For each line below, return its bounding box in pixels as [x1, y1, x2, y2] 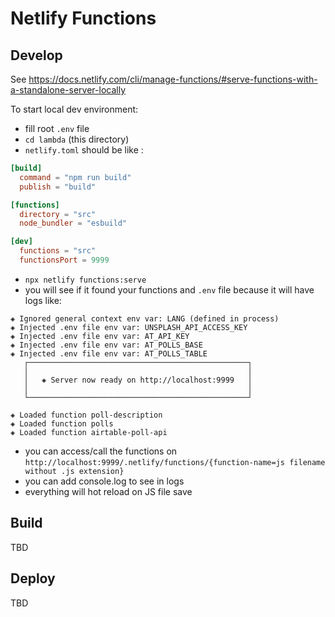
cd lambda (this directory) [24, 133, 130, 145]
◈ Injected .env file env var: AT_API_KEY [10, 331, 190, 341]
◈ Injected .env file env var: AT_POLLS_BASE [10, 340, 203, 350]
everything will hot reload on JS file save [24, 485, 193, 497]
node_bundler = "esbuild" [19, 218, 128, 229]
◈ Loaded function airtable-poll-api [10, 427, 168, 437]
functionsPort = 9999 [19, 255, 110, 265]
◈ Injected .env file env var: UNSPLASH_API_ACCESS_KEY [10, 322, 248, 332]
